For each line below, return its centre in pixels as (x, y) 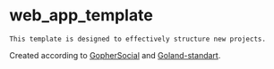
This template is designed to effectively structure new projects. (138, 39)
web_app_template (81, 15)
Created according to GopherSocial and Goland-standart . (115, 55)
